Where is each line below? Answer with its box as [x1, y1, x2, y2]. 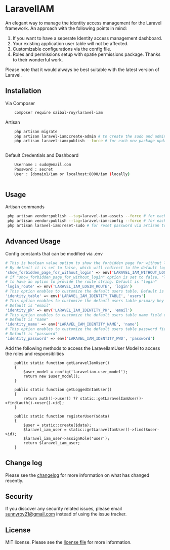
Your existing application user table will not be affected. [12, 40, 129, 46]
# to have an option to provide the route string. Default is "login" [5, 279, 157, 284]
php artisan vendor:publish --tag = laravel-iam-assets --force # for [7, 214, 155, 219]
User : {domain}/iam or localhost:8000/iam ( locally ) [14, 171, 130, 177]
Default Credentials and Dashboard [5, 152, 79, 158]
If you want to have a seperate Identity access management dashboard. [12, 35, 163, 41]
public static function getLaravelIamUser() [14, 360, 110, 366]
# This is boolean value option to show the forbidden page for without [5, 260, 162, 266]
